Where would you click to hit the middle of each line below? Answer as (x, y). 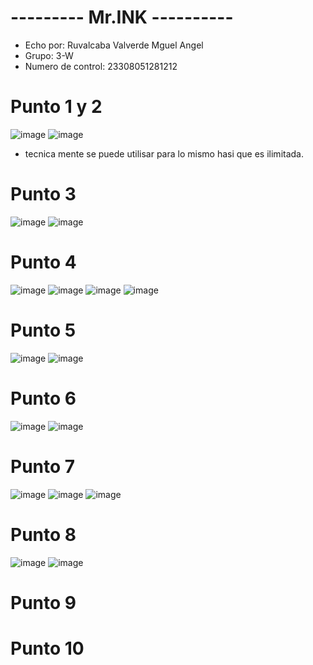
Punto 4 (43, 262)
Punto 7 (43, 466)
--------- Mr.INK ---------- (122, 17)
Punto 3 (43, 194)
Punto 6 (43, 398)
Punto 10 (47, 648)
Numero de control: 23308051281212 (101, 66)
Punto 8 (43, 534)
